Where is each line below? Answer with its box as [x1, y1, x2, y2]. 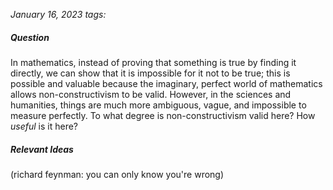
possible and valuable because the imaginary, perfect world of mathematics [10, 77, 323, 89]
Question [10, 31, 50, 43]
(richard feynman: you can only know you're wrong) [10, 168, 225, 180]
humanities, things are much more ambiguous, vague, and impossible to [10, 99, 307, 111]
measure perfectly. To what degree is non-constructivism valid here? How [10, 109, 316, 121]
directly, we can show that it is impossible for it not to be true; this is [10, 67, 291, 79]
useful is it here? [10, 120, 79, 132]
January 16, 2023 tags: [10, 9, 107, 20]
